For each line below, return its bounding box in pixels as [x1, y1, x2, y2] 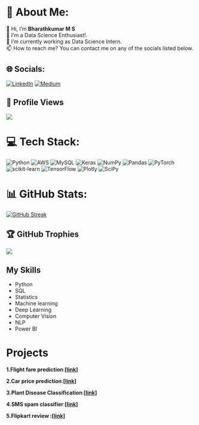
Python [14, 281, 33, 288]
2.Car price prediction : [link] [6, 378, 76, 384]
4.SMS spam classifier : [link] [6, 400, 78, 408]
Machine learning [14, 300, 58, 307]
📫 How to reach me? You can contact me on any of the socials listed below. [6, 44, 194, 51]
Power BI [14, 325, 38, 332]
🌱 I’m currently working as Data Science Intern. [6, 38, 123, 45]
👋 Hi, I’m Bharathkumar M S [6, 25, 76, 32]
